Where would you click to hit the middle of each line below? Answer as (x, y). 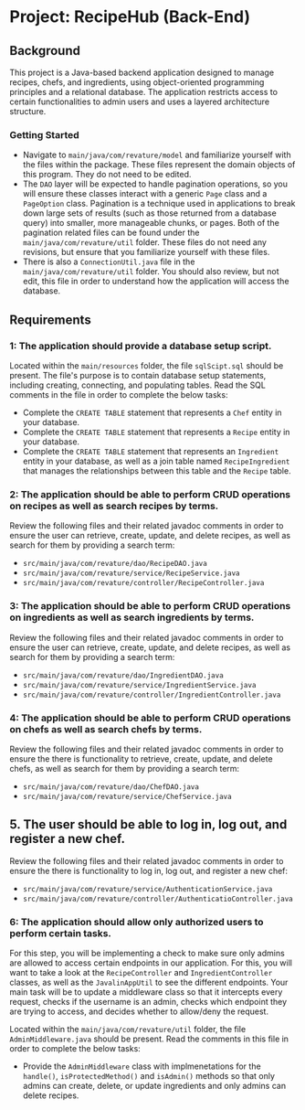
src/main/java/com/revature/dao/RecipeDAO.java (115, 564)
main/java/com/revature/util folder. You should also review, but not (151, 272)
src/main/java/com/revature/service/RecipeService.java (131, 573)
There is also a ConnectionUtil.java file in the (109, 261)
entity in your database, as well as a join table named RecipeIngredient (156, 461)
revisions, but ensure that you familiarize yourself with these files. (146, 252)
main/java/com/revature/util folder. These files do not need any (145, 242)
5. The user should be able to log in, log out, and (148, 825)
